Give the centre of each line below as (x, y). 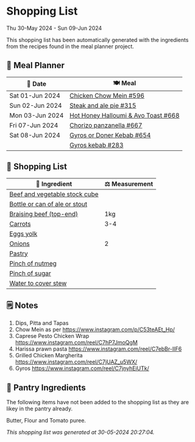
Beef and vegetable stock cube (54, 194)
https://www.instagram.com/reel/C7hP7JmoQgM (76, 343)
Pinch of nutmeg (33, 263)
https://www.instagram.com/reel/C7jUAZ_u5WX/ (76, 362)
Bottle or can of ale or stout (48, 204)
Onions (20, 244)
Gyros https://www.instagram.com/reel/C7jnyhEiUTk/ (82, 368)
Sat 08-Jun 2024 (35, 135)
